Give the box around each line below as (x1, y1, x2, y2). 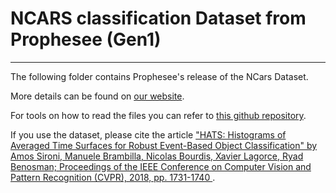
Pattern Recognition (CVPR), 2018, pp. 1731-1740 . (10, 171, 216, 183)
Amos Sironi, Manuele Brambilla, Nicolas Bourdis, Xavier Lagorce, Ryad (10, 150, 304, 162)
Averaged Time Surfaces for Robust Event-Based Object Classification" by (10, 139, 318, 151)
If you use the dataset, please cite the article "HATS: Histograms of (10, 128, 287, 141)
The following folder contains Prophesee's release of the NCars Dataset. (10, 70, 309, 82)
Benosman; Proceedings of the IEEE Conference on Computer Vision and (10, 160, 312, 172)
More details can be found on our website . (10, 90, 185, 102)
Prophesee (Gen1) (10, 28, 162, 51)
